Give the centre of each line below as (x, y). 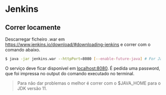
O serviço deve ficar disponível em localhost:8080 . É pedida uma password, (83, 68)
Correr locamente (33, 27)
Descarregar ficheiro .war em (35, 39)
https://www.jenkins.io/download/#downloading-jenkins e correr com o (78, 45)
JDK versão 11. (32, 88)
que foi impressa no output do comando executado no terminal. (70, 73)
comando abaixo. (23, 50)
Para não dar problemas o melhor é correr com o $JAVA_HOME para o (89, 83)
